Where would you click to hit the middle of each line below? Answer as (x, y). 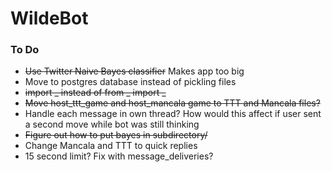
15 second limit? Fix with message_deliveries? (119, 156)
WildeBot (49, 18)
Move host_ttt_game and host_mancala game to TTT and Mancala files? (172, 103)
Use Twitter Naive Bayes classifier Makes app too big (134, 71)
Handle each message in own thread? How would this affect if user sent (173, 114)
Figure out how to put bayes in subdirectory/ (116, 135)
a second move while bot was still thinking (112, 124)
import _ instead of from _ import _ (95, 93)
